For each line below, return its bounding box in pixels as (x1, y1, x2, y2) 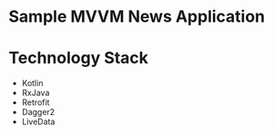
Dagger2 (21, 107, 56, 118)
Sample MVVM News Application (8, 6, 266, 27)
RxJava (21, 88, 50, 99)
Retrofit (21, 97, 50, 108)
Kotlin (21, 78, 44, 89)
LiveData (21, 116, 56, 128)
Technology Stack (8, 48, 149, 69)
